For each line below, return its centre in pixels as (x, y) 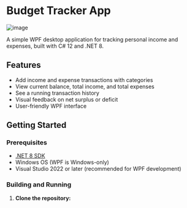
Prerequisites (27, 143)
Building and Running (39, 185)
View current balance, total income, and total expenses (85, 86)
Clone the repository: (43, 198)
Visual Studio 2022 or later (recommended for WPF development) (98, 169)
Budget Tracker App (59, 11)
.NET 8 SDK (30, 156)
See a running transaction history (57, 93)
